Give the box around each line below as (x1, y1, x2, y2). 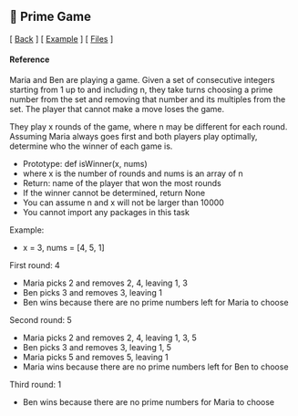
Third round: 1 (9, 380, 62, 390)
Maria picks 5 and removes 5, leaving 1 (22, 352, 169, 363)
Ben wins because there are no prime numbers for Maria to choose (22, 397, 275, 408)
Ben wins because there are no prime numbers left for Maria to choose (22, 297, 289, 308)
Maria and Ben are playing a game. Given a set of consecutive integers (9, 75, 275, 86)
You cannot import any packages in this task (22, 207, 190, 218)
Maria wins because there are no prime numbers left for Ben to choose (22, 361, 289, 372)
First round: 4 (9, 260, 61, 271)
